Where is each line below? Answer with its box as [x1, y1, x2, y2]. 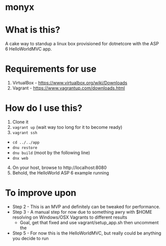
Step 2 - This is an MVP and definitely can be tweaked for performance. [12, 203, 161, 210]
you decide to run [12, 235, 49, 241]
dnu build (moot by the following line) [12, 150, 90, 156]
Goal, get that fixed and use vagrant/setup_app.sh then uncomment [19, 219, 159, 225]
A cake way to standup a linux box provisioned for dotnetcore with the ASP [5, 41, 159, 47]
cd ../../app [12, 140, 40, 145]
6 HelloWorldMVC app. [5, 46, 52, 52]
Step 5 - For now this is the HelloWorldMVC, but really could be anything [12, 230, 162, 236]
